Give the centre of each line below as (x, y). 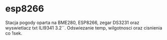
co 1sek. (14, 33)
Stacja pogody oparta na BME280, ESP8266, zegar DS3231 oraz (72, 22)
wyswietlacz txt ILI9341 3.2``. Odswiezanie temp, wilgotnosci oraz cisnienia (84, 27)
